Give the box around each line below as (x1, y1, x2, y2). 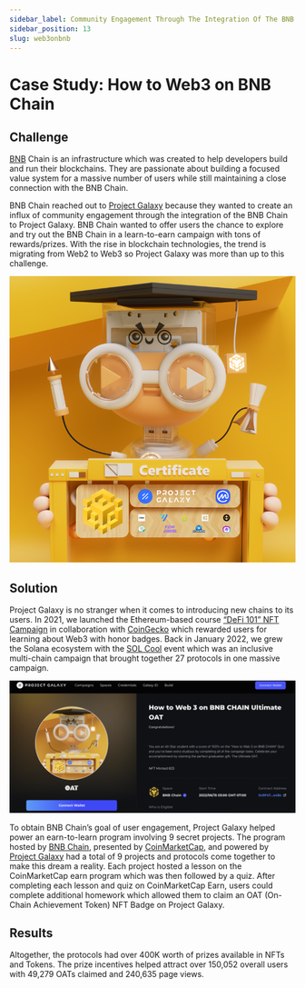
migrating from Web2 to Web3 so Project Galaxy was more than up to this (9, 248, 285, 259)
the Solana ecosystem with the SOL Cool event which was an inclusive (9, 644, 274, 654)
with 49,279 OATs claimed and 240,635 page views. (9, 969, 204, 980)
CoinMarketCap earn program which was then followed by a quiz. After (9, 870, 276, 881)
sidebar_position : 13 (9, 24, 92, 34)
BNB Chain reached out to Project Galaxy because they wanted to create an (9, 200, 293, 211)
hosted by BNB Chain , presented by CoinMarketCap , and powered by (9, 841, 270, 852)
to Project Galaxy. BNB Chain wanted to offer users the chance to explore (9, 219, 284, 231)
